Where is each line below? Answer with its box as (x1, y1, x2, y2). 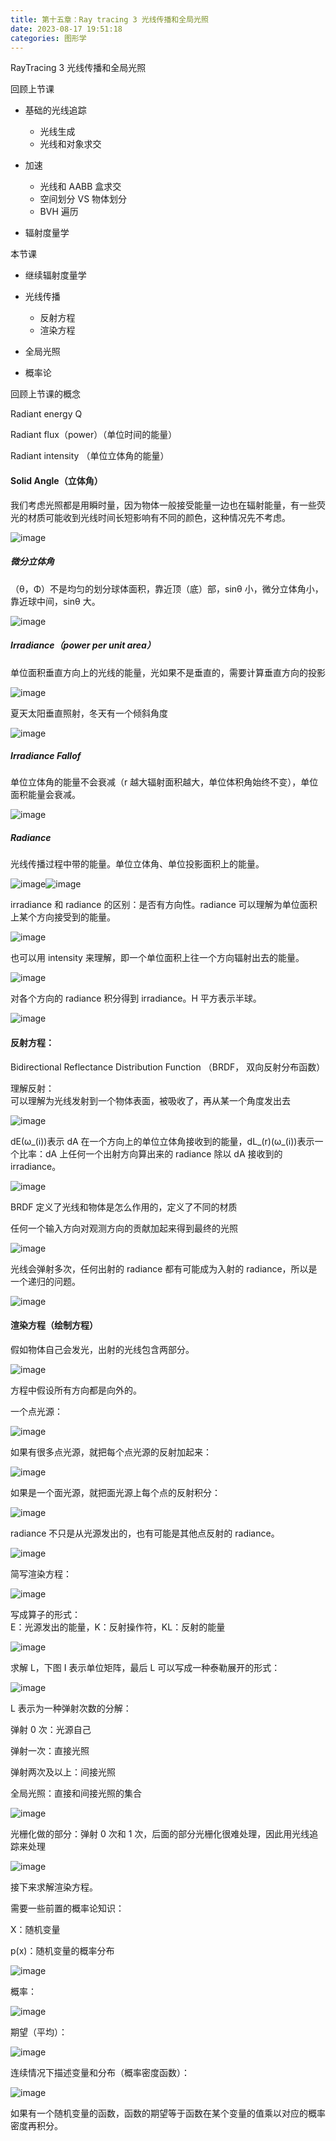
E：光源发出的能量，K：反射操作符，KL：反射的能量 (10, 1621, 226, 1633)
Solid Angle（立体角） (10, 474, 103, 486)
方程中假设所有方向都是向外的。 (10, 1384, 142, 1396)
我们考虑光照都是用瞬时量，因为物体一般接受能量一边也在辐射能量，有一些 (10, 499, 317, 511)
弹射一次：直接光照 (10, 1744, 90, 1756)
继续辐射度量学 (24, 269, 87, 281)
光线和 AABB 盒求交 (39, 181, 122, 193)
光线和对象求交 (39, 138, 102, 150)
